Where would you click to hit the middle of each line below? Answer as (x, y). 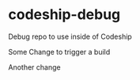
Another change (34, 67)
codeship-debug (64, 15)
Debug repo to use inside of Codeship (70, 36)
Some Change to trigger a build (59, 51)
